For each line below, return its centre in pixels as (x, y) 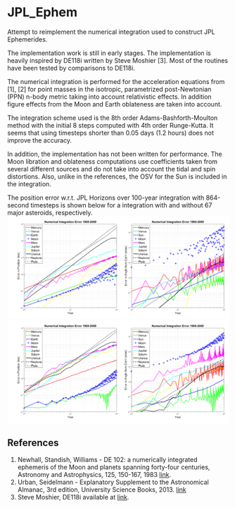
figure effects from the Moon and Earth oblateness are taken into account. (115, 104)
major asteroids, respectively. (50, 212)
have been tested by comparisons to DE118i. (71, 68)
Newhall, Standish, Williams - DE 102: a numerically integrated (108, 460)
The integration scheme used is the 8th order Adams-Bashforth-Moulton (113, 118)
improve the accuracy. (40, 140)
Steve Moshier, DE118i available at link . (73, 497)
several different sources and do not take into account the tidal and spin (112, 169)
